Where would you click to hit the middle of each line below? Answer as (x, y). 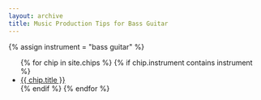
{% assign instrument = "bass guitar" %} (77, 46)
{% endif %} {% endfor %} (65, 88)
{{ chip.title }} (43, 80)
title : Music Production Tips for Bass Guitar (88, 24)
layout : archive (36, 16)
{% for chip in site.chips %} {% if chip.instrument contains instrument (136, 63)
